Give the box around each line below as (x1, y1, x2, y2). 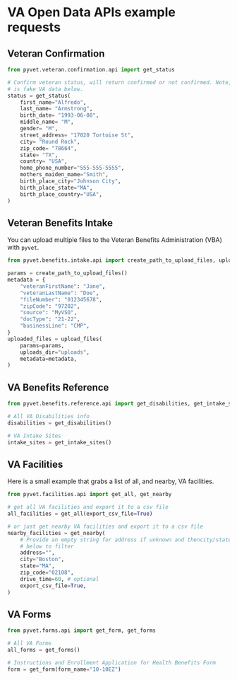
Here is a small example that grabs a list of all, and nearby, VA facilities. (7, 477, 214, 485)
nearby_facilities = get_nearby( (7, 529, 106, 536)
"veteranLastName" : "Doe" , (20, 289, 99, 296)
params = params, (20, 342, 65, 349)
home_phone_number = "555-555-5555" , (20, 164, 125, 172)
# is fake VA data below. (7, 86, 83, 93)
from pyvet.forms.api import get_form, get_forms (7, 627, 157, 634)
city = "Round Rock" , (20, 138, 80, 145)
